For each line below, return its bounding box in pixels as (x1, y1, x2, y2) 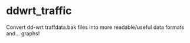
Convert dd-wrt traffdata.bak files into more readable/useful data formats (6, 24, 185, 31)
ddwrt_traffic (6, 4, 72, 18)
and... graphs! (6, 29, 40, 37)
